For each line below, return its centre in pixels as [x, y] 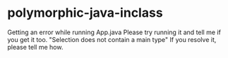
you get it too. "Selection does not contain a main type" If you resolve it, [112, 39]
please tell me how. [35, 47]
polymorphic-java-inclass [85, 13]
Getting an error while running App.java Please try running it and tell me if [114, 32]
